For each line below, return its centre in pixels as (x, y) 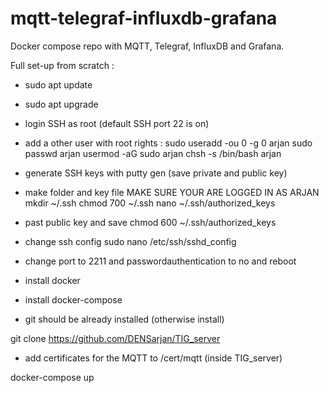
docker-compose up (52, 377)
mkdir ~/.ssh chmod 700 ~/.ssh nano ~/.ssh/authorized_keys (150, 203)
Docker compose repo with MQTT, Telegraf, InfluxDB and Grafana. (147, 46)
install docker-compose (73, 299)
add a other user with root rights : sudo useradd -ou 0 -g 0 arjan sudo (168, 143)
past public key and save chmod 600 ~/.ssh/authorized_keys (150, 222)
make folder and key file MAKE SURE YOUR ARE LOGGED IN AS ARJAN (172, 192)
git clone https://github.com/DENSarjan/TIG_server (115, 338)
